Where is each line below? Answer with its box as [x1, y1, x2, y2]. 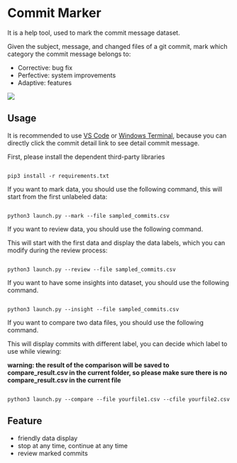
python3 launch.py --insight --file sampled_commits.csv [7, 306, 180, 313]
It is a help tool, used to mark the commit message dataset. [7, 28, 180, 37]
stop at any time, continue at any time [17, 441, 128, 450]
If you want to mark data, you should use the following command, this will [7, 184, 222, 193]
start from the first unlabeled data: [7, 192, 108, 201]
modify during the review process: [7, 246, 108, 255]
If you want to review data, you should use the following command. [7, 225, 204, 233]
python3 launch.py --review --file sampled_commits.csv [7, 266, 176, 273]
